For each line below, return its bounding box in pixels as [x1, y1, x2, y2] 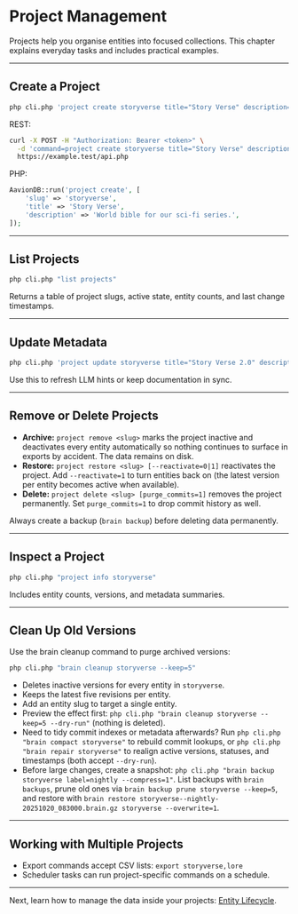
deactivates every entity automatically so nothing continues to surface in [21, 441, 288, 452]
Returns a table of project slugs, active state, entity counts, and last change [9, 291, 286, 302]
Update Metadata [9, 335, 108, 350]
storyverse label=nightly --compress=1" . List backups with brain [21, 775, 264, 785]
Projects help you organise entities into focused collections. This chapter [9, 36, 276, 46]
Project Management [9, 6, 167, 27]
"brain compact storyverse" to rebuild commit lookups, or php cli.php [21, 736, 281, 747]
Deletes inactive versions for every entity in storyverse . [21, 680, 225, 690]
